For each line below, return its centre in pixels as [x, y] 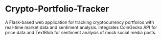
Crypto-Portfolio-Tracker [57, 9]
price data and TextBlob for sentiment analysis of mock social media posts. [81, 32]
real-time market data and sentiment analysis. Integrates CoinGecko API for [81, 27]
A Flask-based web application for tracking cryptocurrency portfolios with [80, 22]
